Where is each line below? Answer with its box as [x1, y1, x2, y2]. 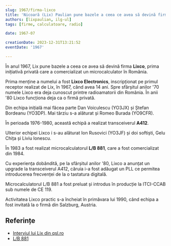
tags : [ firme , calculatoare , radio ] [5, 21, 83, 27]
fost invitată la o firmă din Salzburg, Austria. [5, 202, 97, 208]
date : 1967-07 [5, 31, 36, 36]
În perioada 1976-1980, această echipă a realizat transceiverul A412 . [5, 120, 149, 126]
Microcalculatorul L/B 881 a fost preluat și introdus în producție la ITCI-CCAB [5, 181, 166, 187]
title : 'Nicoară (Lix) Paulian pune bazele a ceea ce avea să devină [5, 12, 156, 17]
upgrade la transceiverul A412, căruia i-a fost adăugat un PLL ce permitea [5, 166, 160, 172]
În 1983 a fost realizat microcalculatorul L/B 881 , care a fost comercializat [5, 145, 159, 151]
